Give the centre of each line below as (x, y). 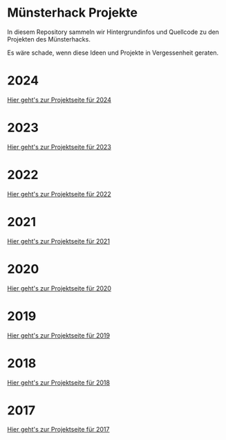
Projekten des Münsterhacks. (49, 39)
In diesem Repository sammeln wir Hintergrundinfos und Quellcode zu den (113, 32)
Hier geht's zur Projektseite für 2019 (59, 335)
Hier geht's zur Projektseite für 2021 (59, 241)
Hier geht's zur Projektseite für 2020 (59, 288)
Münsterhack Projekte (73, 13)
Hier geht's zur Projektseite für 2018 (59, 383)
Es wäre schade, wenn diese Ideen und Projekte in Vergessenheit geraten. (113, 53)
